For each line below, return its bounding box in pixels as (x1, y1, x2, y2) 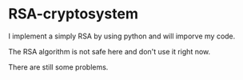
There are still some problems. (8, 62, 109, 72)
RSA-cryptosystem (8, 5, 138, 23)
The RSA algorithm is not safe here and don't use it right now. (8, 46, 211, 56)
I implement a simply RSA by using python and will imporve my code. (8, 31, 236, 41)
